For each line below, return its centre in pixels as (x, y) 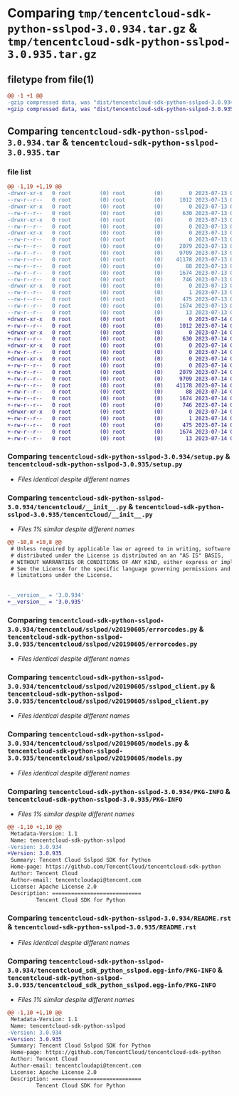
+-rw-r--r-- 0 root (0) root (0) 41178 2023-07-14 (117, 385)
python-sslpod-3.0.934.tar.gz (97, 30)
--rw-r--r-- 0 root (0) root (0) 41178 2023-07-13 (117, 259)
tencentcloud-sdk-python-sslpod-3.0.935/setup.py (95, 465)
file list (20, 172)
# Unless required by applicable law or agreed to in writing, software (121, 549)
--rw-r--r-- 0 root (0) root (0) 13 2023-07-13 (117, 312)
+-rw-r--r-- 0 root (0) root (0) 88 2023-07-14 (117, 392)
